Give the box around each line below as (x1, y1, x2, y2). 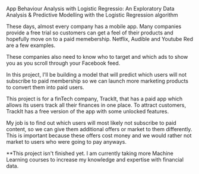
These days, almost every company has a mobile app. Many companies (6, 23, 182, 30)
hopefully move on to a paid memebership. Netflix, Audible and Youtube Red (6, 36, 194, 42)
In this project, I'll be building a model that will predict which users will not (6, 71, 187, 78)
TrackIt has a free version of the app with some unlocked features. (6, 108, 169, 115)
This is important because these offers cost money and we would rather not (6, 132, 192, 139)
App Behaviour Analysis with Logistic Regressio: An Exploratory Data (6, 5, 175, 12)
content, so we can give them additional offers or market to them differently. (6, 126, 192, 132)
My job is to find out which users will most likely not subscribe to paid (6, 119, 176, 126)
